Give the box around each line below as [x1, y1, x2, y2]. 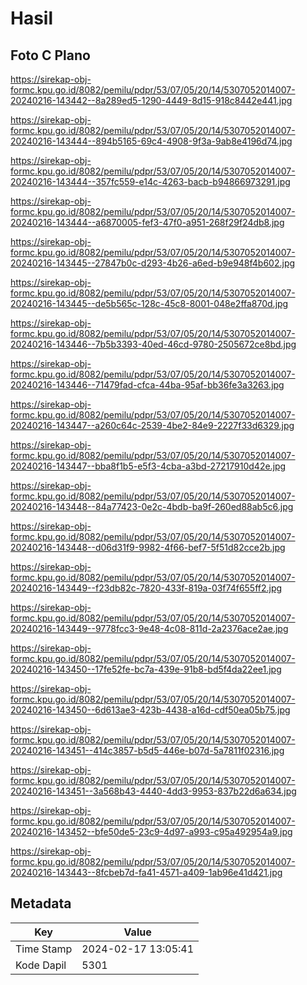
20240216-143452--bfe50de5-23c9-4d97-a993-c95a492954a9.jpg [10, 826, 293, 837]
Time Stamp [15, 942, 73, 956]
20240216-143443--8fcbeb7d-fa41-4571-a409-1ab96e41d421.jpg [10, 867, 283, 878]
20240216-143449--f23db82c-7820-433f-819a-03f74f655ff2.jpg [10, 582, 283, 594]
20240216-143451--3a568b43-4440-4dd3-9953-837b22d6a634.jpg [10, 785, 297, 797]
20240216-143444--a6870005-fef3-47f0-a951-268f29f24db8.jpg [10, 217, 285, 228]
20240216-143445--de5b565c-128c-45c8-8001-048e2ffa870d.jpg [10, 298, 289, 309]
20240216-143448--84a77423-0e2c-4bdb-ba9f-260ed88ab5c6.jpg [10, 501, 294, 512]
